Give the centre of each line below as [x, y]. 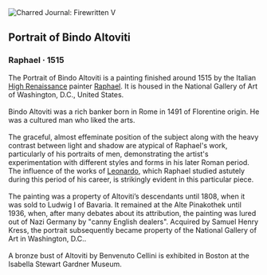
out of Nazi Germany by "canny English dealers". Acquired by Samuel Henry [133, 222]
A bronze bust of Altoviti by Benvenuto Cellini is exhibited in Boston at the [129, 255]
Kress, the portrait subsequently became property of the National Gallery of [133, 230]
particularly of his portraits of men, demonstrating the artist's [108, 154]
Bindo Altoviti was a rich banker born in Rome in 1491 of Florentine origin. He [134, 112]
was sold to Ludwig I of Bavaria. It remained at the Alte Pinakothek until [125, 204]
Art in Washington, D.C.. [47, 238]
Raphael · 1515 [37, 61]
